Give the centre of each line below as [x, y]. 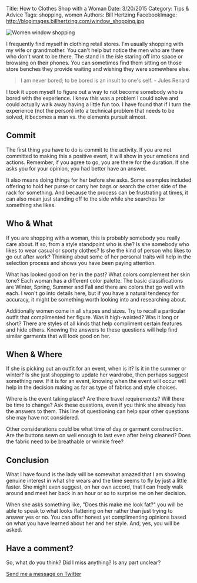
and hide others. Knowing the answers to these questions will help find [92, 329]
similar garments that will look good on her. [58, 336]
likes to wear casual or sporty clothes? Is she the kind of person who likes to [98, 250]
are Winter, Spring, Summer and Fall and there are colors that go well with [96, 287]
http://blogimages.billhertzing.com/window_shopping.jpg [75, 21]
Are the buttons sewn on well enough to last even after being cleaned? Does [98, 435]
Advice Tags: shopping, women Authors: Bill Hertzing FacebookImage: [92, 15]
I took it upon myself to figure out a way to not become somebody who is [95, 92]
